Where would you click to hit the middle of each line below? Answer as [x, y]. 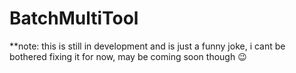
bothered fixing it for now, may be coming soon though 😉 [128, 56]
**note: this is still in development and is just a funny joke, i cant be [147, 46]
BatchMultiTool [74, 18]
